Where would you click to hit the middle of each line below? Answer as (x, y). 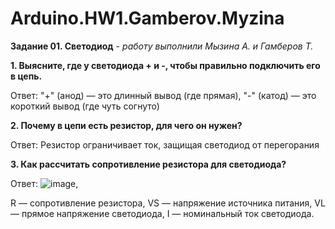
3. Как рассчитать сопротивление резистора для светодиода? (148, 164)
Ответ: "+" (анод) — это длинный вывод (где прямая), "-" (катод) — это (163, 95)
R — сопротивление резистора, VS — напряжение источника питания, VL (168, 203)
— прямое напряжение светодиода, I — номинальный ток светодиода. (162, 213)
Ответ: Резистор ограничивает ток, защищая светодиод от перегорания (165, 144)
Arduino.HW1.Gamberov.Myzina (147, 18)
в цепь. (26, 76)
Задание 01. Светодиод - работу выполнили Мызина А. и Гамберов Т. (162, 46)
